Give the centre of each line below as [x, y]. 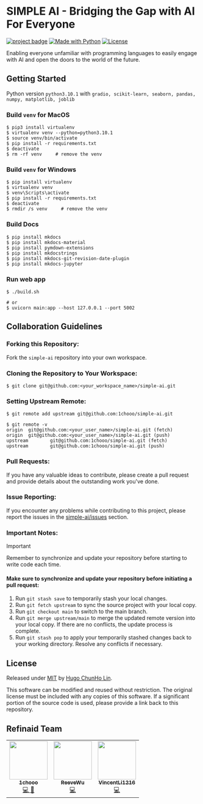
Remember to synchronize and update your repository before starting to [97, 558]
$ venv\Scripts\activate [38, 193]
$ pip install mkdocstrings [42, 253]
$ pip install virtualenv [39, 182]
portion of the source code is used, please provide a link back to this [92, 703]
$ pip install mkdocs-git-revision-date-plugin [68, 258]
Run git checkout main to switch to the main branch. [81, 612]
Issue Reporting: [31, 497]
